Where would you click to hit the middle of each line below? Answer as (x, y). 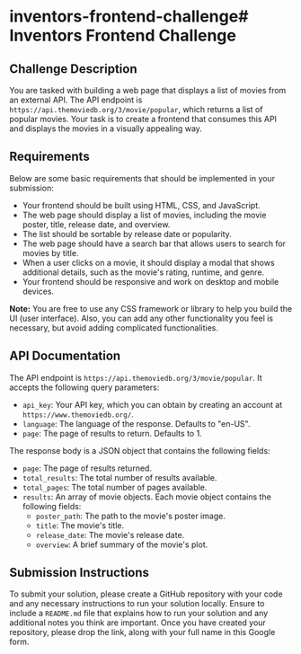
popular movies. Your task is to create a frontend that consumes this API (143, 119)
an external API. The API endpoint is (76, 100)
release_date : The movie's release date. (110, 535)
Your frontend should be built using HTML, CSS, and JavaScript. (141, 205)
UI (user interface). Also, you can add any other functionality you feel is (142, 318)
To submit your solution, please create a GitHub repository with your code (146, 594)
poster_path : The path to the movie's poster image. (131, 516)
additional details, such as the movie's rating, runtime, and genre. (143, 272)
